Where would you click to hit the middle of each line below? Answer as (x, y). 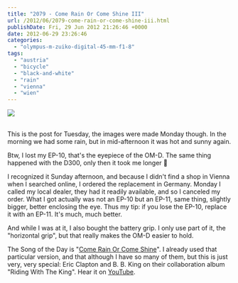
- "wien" (27, 93)
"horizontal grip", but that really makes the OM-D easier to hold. (101, 235)
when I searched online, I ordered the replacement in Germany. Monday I (114, 184)
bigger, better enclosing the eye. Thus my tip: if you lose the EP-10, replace (117, 207)
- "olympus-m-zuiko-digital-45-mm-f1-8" (74, 47)
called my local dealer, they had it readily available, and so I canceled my (114, 192)
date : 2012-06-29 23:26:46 (47, 34)
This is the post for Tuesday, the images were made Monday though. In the (117, 134)
